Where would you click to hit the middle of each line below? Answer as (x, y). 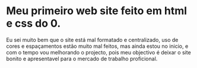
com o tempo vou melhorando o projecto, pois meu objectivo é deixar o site (99, 52)
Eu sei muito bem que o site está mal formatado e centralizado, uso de (92, 40)
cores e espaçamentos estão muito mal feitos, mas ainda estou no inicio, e (97, 46)
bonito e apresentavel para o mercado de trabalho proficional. (82, 59)
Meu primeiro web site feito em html (97, 11)
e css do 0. (34, 23)
